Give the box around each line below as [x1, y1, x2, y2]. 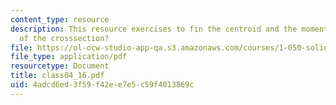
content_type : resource [10, 14, 110, 25]
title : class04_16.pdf [10, 71, 105, 81]
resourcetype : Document [10, 61, 110, 71]
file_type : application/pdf [10, 52, 128, 62]
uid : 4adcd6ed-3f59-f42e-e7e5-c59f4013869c [10, 80, 195, 90]
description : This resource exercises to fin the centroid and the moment [10, 24, 329, 34]
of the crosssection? [19, 33, 110, 43]
